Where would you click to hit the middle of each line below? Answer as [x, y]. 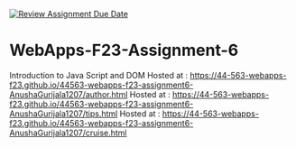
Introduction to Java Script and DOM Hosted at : [99, 75]
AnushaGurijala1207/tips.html [64, 114]
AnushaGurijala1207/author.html [69, 94]
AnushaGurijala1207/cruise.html [69, 133]
